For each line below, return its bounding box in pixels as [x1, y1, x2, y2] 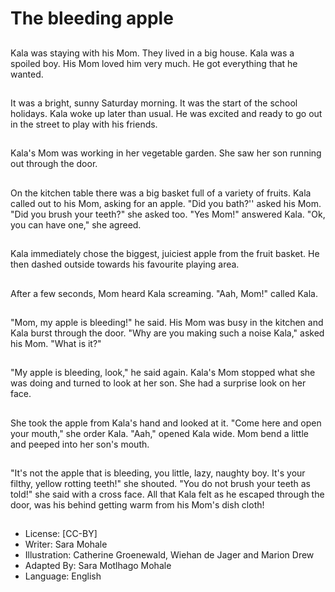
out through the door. [10, 158, 98, 170]
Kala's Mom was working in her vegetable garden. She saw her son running [10, 147, 322, 159]
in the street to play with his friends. [10, 118, 158, 130]
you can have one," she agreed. [10, 218, 142, 231]
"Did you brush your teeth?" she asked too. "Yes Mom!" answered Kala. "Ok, [10, 208, 326, 220]
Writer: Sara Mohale [24, 538, 108, 551]
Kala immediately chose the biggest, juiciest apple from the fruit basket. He [10, 248, 320, 260]
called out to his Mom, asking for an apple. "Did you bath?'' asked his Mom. [10, 197, 322, 209]
